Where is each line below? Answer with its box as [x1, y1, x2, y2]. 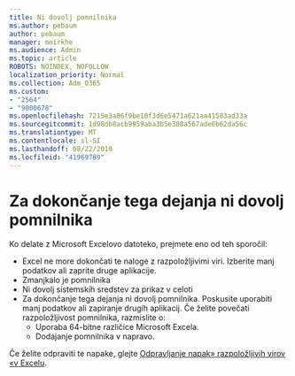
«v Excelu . [9, 357, 47, 368]
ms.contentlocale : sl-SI [9, 136, 101, 145]
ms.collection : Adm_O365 [9, 79, 101, 88]
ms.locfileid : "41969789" [9, 152, 105, 162]
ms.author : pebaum [9, 21, 77, 30]
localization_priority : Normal [9, 71, 125, 80]
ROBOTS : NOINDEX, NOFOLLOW [9, 63, 109, 72]
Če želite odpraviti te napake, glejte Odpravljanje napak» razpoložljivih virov [9, 349, 286, 359]
